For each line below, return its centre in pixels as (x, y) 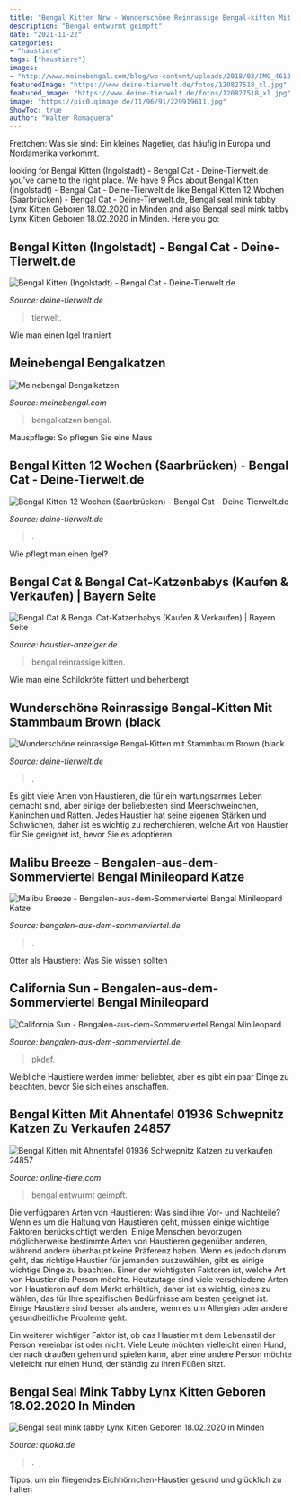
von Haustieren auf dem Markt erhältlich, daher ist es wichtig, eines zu (140, 1289)
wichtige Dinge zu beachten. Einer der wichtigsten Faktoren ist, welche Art (147, 1270)
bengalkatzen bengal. (71, 420)
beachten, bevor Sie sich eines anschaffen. (89, 1086)
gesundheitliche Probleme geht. (68, 1317)
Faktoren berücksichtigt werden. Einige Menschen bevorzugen (126, 1231)
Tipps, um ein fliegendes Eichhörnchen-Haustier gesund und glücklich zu (146, 1480)
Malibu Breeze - (54, 862)
